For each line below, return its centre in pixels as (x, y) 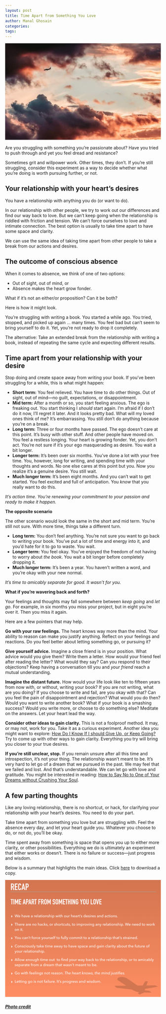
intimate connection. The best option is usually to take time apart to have (79, 226)
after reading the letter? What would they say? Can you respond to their (78, 662)
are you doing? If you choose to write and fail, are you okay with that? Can (81, 692)
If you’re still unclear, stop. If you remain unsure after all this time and (77, 754)
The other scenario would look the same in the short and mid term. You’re (80, 521)
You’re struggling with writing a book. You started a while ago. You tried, (79, 317)
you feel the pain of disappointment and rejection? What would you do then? (83, 698)
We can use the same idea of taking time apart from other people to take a (81, 241)
